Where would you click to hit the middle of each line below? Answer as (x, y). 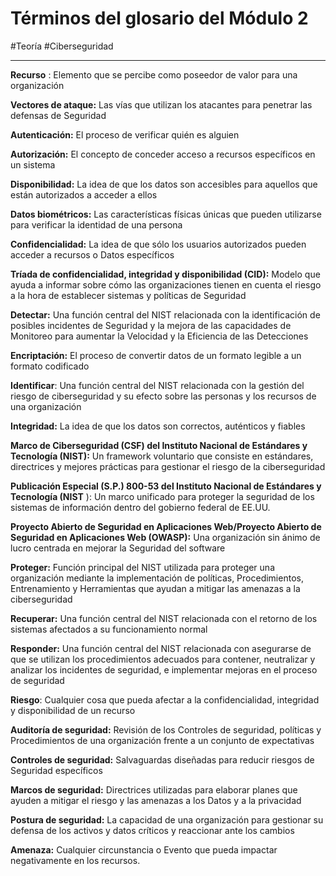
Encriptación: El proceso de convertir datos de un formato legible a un (156, 355)
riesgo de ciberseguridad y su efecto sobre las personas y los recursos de (163, 396)
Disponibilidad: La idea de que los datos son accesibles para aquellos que (164, 184)
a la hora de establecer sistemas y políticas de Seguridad (128, 295)
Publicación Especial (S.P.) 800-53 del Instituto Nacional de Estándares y (166, 486)
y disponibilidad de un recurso (73, 710)
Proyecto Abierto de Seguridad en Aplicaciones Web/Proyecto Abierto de (166, 526)
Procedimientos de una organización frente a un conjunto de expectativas (162, 740)
